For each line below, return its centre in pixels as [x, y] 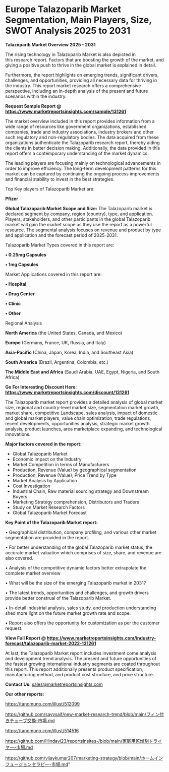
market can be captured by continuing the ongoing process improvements [82, 174]
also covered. [19, 558]
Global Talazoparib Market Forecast [50, 512]
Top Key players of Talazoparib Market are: [50, 189]
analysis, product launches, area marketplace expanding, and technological [84, 429]
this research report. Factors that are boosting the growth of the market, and [84, 59]
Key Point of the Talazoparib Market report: [51, 522]
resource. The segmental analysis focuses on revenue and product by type [83, 230]
